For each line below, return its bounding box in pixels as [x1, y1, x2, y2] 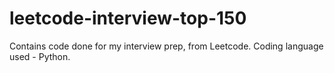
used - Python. [9, 50, 71, 62]
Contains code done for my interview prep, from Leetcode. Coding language [9, 40, 324, 52]
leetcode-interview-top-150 [9, 7, 247, 30]
